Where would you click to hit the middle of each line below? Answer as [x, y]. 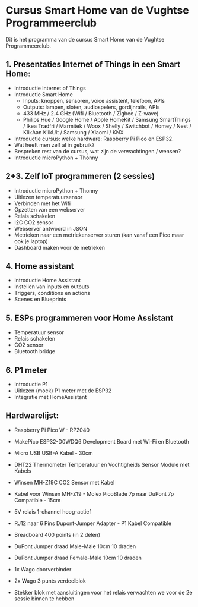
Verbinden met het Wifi [42, 203]
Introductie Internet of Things [50, 88]
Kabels [23, 471]
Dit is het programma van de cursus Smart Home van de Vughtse [85, 39]
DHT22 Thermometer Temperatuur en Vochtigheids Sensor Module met [102, 464]
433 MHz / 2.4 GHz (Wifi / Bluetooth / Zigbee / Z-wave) [91, 113]
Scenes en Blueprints [40, 299]
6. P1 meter [27, 370]
